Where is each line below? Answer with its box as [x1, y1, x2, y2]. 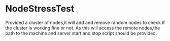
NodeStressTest [5, 3, 75, 14]
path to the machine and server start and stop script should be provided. [5, 30, 157, 36]
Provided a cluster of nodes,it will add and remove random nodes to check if [5, 19, 165, 25]
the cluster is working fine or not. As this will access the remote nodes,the [5, 24, 160, 30]
